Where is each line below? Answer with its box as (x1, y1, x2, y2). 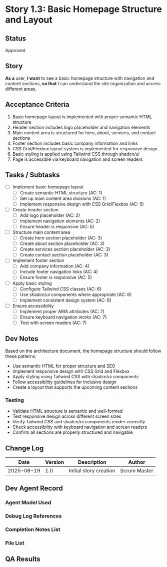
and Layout (5, 14, 52, 26)
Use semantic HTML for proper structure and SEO (12, 363, 116, 369)
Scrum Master (119, 467, 153, 474)
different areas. (5, 86, 37, 92)
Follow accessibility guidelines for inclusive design (12, 379, 116, 385)
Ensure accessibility (12, 303, 54, 309)
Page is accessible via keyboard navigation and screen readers (12, 156, 143, 162)
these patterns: (5, 353, 36, 359)
